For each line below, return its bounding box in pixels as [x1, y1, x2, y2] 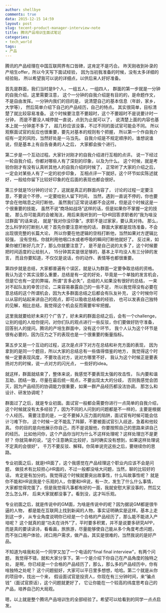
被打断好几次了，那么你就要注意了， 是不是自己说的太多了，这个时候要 [13, 243, 158, 248]
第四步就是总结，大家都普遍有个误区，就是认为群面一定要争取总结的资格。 [5, 265, 157, 271]
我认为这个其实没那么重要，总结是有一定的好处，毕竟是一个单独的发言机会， [5, 271, 161, 277]
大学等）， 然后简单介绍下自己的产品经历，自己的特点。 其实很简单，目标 [5, 104, 153, 110]
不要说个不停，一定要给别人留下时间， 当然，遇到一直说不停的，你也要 [13, 193, 158, 199]
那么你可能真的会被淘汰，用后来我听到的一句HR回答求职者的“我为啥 [14, 211, 153, 217]
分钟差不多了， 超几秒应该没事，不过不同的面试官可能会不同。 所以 [22, 123, 159, 128]
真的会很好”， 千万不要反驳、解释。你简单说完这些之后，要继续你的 [13, 443, 152, 449]
